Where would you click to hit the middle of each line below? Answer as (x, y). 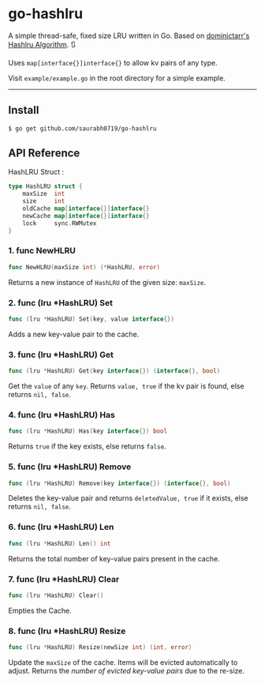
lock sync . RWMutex (60, 223)
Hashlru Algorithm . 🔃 (42, 44)
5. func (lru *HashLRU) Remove (70, 467)
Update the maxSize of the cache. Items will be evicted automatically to (123, 662)
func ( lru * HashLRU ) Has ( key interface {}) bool (88, 431)
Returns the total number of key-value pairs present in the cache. (114, 558)
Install (24, 110)
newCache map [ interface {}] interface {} (86, 216)
